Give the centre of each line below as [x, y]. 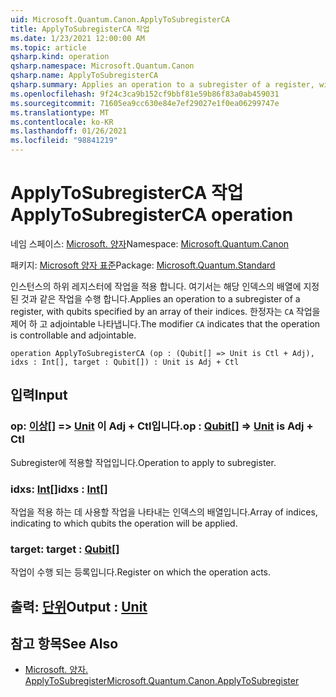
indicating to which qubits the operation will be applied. [124, 523]
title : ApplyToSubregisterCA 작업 [80, 29]
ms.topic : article [48, 47]
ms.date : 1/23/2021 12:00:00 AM [77, 38]
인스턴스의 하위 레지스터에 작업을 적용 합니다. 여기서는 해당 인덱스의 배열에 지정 [165, 286]
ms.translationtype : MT [60, 112]
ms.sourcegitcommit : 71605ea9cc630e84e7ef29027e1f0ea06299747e [145, 103]
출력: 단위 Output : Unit [79, 606]
